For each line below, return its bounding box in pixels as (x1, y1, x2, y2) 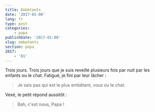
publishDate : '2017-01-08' (5, 35, 61, 40)
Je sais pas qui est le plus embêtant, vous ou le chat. (17, 82, 125, 88)
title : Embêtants (5, 7, 41, 12)
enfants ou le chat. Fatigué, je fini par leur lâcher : (5, 73, 106, 79)
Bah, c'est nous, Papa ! (17, 102, 64, 108)
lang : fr (5, 16, 23, 21)
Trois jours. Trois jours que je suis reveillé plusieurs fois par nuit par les (5, 67, 150, 73)
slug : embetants (5, 40, 39, 45)
